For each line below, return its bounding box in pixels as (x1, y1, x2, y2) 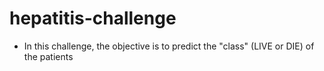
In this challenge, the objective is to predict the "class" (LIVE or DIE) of (23, 40, 315, 52)
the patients (23, 50, 74, 62)
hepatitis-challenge (9, 7, 177, 30)
